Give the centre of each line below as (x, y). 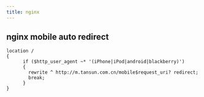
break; (37, 78)
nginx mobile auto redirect (58, 37)
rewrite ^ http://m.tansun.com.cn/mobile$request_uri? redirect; (114, 72)
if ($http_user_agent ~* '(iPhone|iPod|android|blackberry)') (104, 62)
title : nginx (23, 12)
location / (20, 51)
